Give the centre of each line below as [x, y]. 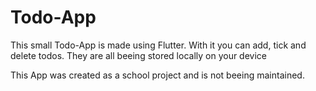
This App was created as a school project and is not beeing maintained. [157, 75]
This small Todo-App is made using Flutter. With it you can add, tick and [158, 45]
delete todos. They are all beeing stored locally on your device [138, 55]
